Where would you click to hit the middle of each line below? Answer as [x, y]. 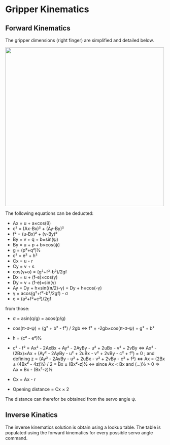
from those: [17, 309]
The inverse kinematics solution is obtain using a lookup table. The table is [83, 427]
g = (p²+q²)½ [26, 250]
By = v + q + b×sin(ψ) [35, 239]
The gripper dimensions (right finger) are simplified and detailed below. [80, 40]
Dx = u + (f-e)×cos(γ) [35, 277]
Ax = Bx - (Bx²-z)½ [32, 370]
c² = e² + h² [25, 256]
